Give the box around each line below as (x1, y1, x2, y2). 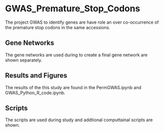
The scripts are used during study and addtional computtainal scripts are (5, 117, 153, 123)
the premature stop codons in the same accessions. (5, 24, 110, 30)
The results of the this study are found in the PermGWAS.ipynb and (5, 84, 142, 90)
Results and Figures (5, 71, 67, 80)
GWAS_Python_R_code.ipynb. (5, 90, 66, 96)
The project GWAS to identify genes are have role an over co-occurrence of (5, 19, 159, 25)
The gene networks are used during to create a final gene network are (5, 52, 148, 58)
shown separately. (5, 57, 43, 63)
